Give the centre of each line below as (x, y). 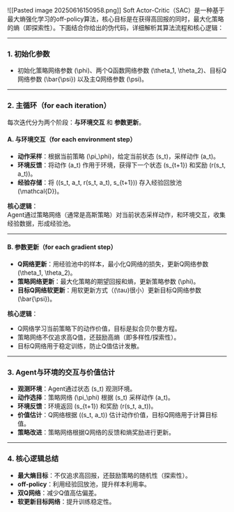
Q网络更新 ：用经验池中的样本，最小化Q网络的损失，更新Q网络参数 (113, 264)
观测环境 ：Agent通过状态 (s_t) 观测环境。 (77, 389)
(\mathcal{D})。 (40, 191)
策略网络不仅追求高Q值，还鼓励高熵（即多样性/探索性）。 (99, 337)
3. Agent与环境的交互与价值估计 (61, 372)
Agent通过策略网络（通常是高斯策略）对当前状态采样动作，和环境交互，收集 (117, 214)
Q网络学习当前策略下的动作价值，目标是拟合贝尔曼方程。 (99, 329)
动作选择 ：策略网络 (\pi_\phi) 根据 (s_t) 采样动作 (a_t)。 (95, 398)
